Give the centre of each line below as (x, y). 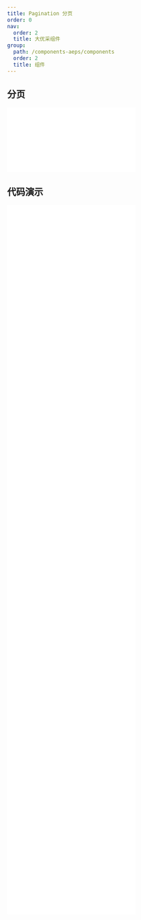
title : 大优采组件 (37, 39)
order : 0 (20, 20)
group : (16, 45)
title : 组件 (29, 65)
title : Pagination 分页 (40, 13)
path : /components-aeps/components (64, 52)
